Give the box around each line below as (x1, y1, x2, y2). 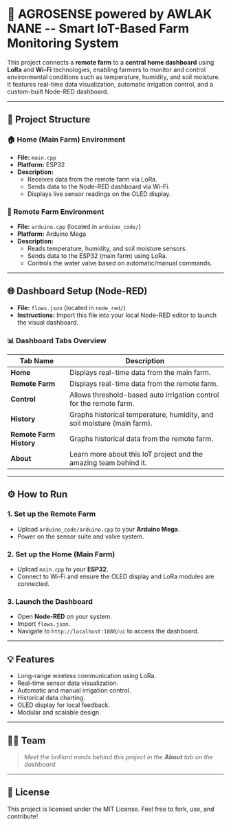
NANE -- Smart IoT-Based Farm (7, 21, 190, 36)
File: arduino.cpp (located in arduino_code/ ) (16, 222, 142, 230)
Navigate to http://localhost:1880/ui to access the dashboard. (16, 627, 199, 635)
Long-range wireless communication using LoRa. (16, 672, 157, 680)
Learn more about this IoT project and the (69, 450, 203, 459)
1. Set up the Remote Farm (7, 509, 96, 519)
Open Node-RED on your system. (16, 612, 112, 621)
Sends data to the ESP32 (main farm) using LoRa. (27, 251, 168, 260)
